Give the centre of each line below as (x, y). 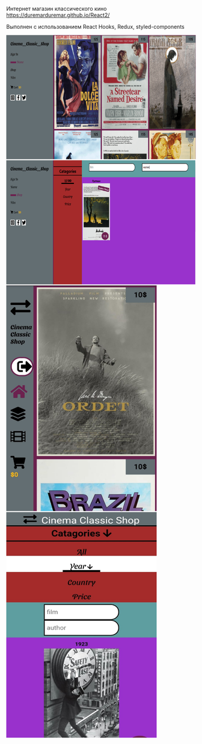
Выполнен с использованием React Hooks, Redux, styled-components (95, 27)
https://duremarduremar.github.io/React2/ (58, 15)
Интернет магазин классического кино (57, 9)
